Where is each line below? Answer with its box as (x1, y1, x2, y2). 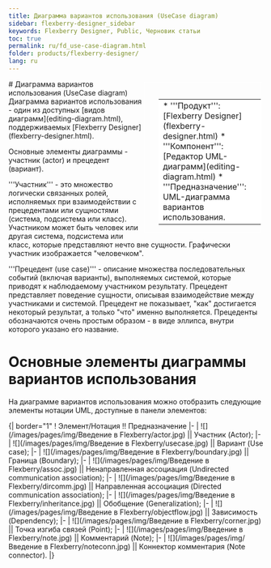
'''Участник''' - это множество (8, 179, 113, 189)
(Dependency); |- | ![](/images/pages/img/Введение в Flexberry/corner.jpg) (8, 515, 261, 525)
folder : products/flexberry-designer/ (8, 49, 139, 58)
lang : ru (8, 58, 38, 66)
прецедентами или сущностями (8, 205, 119, 215)
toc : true (8, 34, 42, 43)
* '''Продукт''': (163, 100, 221, 111)
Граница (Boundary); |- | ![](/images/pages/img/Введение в (8, 455, 210, 465)
